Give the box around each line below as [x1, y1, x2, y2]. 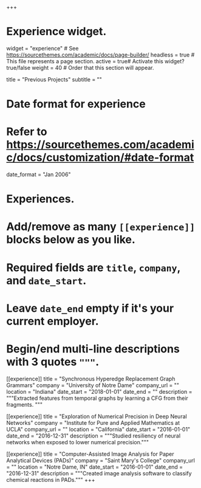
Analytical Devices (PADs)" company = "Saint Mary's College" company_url [6, 456, 196, 464]
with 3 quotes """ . [6, 355, 100, 368]
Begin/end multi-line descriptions [6, 342, 180, 356]
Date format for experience [6, 97, 146, 111]
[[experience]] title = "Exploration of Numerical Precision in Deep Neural [6, 413, 187, 420]
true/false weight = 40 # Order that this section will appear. [6, 64, 154, 71]
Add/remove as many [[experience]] [6, 220, 196, 234]
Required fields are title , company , [6, 261, 181, 274]
